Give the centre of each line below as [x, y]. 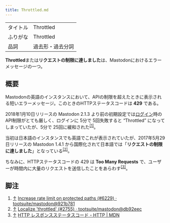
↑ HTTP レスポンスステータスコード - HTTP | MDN [66, 215]
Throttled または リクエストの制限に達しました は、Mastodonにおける [77, 60]
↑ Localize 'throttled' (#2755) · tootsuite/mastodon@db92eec [77, 209]
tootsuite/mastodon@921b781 [44, 204]
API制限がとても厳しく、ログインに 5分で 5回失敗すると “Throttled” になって [85, 120]
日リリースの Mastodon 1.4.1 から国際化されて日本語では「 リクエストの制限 [84, 144]
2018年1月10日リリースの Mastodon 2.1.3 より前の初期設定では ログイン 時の [84, 114]
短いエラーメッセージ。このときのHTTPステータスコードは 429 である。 [85, 103]
